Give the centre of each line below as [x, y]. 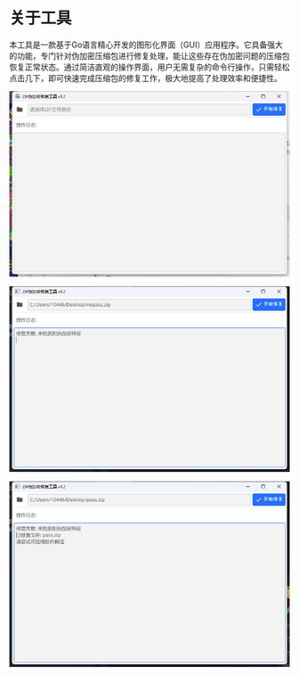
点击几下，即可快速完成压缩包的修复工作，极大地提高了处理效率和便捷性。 [145, 78]
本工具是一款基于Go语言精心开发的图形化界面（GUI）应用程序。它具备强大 [146, 45]
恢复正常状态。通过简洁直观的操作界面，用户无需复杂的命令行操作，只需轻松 [149, 67]
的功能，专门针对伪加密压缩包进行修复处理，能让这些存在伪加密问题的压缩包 [149, 55]
